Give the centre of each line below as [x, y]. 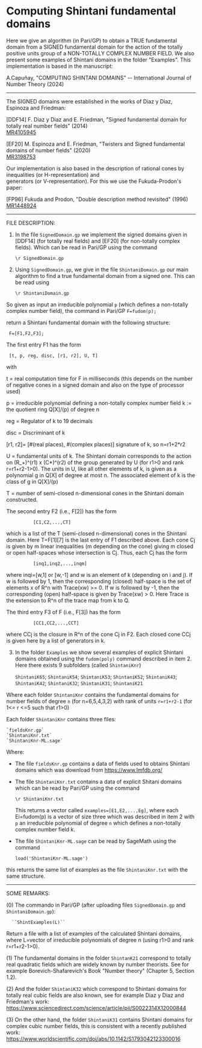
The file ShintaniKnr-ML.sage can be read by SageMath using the [95, 841]
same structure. [26, 876]
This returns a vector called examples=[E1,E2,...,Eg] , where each [97, 810]
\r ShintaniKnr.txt [39, 799]
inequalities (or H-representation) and [53, 174]
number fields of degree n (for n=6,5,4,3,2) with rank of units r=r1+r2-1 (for [99, 701]
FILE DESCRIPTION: [31, 223]
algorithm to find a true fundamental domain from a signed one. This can [105, 276]
